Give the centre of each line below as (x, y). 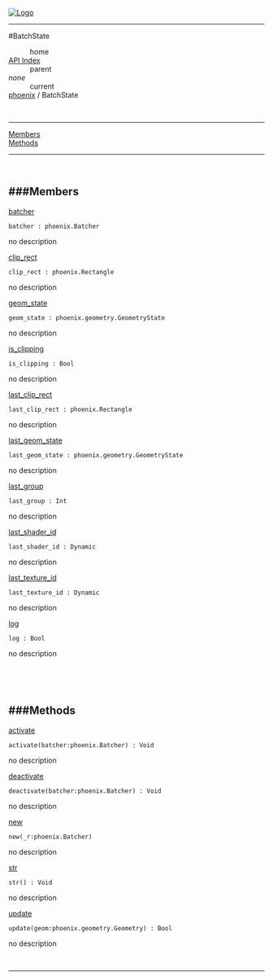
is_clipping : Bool (41, 363)
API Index (24, 60)
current (42, 86)
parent (41, 69)
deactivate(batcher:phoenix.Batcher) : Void (85, 791)
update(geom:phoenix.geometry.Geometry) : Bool (91, 928)
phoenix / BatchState (43, 95)
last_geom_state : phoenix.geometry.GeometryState (96, 455)
